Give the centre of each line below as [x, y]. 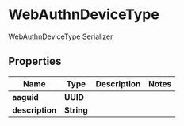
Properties [35, 61]
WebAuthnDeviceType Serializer [61, 36]
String [76, 110]
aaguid [26, 97]
